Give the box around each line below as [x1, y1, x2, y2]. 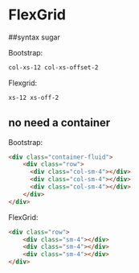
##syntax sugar [8, 32, 60, 42]
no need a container [8, 116, 111, 130]
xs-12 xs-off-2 [8, 93, 59, 101]
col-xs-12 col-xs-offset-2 [8, 63, 99, 72]
